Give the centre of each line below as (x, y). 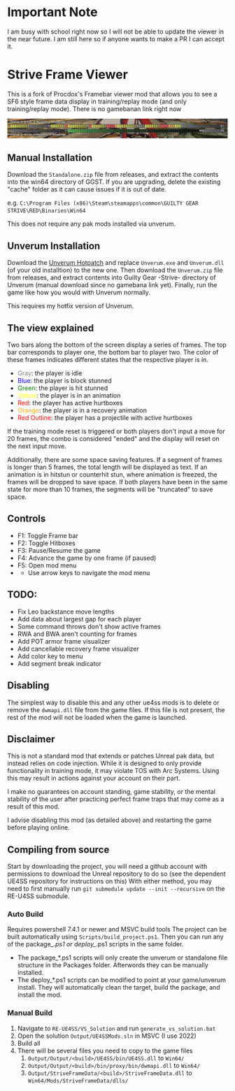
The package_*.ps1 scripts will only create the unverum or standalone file (122, 958)
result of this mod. (34, 807)
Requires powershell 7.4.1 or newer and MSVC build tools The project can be (117, 930)
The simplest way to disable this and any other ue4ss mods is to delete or (113, 702)
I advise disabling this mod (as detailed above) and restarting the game (109, 820)
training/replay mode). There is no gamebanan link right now (94, 108)
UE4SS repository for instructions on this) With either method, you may (109, 881)
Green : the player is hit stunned (63, 388)
